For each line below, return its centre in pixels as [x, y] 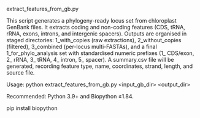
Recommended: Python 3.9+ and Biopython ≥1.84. [70, 96]
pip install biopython [32, 108]
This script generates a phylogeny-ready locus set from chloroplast [91, 20]
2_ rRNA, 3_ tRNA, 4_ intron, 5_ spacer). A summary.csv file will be [90, 60]
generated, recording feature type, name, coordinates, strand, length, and [100, 66]
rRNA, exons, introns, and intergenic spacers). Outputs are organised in [97, 34]
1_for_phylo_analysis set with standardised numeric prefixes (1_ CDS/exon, [100, 53]
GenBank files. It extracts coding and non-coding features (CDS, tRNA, [96, 27]
